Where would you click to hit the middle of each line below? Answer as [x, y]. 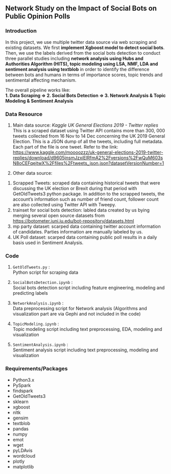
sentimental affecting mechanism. [41, 80]
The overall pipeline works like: [38, 90]
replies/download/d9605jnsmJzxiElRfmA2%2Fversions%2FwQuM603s [88, 157]
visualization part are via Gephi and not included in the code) [77, 314]
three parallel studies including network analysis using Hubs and [75, 58]
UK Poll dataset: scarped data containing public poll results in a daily [85, 237]
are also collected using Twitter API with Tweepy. [64, 204]
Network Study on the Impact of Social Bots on [81, 8]
